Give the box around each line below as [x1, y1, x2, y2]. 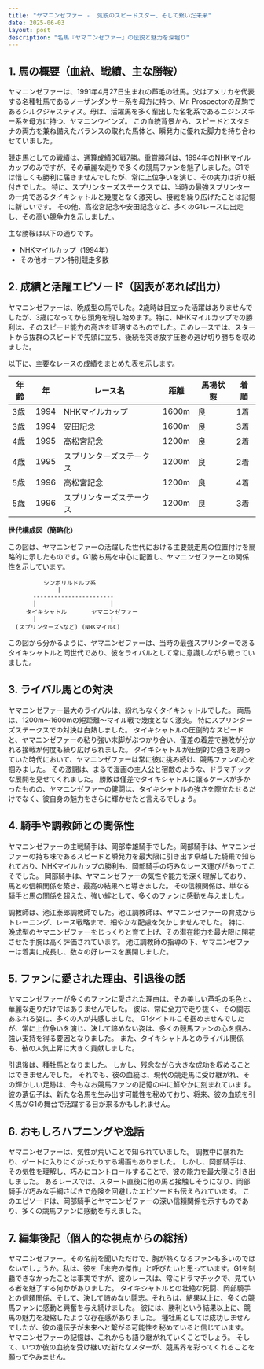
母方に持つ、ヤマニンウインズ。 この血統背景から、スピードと [28, 116, 230, 126]
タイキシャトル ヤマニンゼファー [25, 607, 139, 616]
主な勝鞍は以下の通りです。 [8, 229, 97, 238]
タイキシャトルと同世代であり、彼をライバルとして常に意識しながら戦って [8, 648, 248, 657]
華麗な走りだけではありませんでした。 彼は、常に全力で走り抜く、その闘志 [8, 1004, 251, 1013]
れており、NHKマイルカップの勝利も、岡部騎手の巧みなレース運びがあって [8, 861, 249, 870]
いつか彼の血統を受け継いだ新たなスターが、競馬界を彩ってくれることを [21, 1342, 255, 1352]
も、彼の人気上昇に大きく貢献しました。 [8, 1043, 139, 1053]
